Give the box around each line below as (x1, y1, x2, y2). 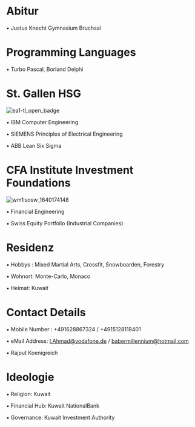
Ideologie (6, 370, 55, 384)
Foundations (6, 176, 71, 190)
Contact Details (6, 305, 86, 319)
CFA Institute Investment (6, 164, 134, 177)
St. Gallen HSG (6, 87, 82, 101)
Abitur (6, 4, 39, 18)
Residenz (6, 240, 55, 254)
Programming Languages (6, 45, 136, 59)
